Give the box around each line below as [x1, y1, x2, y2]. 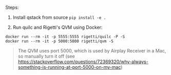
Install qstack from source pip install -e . [12, 14, 106, 20]
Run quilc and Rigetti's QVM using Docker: [12, 24, 103, 30]
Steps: [5, 5, 19, 10]
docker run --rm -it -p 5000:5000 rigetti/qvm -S [5, 39, 114, 44]
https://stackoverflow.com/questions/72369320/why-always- [17, 59, 149, 65]
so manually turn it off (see [17, 53, 75, 59]
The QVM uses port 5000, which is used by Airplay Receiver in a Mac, [17, 48, 166, 53]
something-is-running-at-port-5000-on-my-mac [17, 64, 121, 70]
